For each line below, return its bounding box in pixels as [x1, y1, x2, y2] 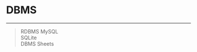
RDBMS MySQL [20, 28, 59, 35]
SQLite [20, 34, 37, 41]
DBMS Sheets [20, 40, 55, 47]
